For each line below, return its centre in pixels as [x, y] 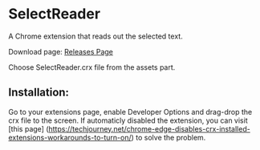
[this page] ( [28, 128]
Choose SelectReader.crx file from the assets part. [92, 67]
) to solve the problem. [169, 137]
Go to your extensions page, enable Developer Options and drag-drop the [130, 111]
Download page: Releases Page [61, 51]
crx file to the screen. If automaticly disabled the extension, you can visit [128, 120]
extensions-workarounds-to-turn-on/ [70, 137]
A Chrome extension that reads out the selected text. [95, 36]
